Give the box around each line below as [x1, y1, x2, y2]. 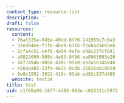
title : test [6, 82, 36, 88]
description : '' [6, 15, 47, 21]
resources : [6, 25, 34, 32]
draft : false [6, 20, 40, 26]
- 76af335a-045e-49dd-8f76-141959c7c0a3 [12, 37, 115, 43]
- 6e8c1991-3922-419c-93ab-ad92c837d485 [12, 71, 115, 77]
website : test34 [12, 76, 53, 82]
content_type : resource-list [6, 8, 80, 15]
